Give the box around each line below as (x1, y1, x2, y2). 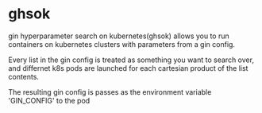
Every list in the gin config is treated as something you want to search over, (8, 55, 254, 64)
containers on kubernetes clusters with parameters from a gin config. (8, 39, 236, 49)
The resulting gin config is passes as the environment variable (8, 87, 212, 96)
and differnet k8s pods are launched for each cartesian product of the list (8, 63, 249, 72)
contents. (8, 72, 40, 81)
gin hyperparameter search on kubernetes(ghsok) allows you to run (8, 31, 230, 41)
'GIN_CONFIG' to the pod (8, 95, 91, 105)
